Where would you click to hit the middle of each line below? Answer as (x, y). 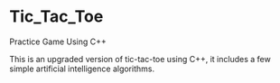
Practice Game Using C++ (58, 41)
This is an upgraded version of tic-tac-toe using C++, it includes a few (140, 59)
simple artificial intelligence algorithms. (82, 69)
